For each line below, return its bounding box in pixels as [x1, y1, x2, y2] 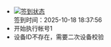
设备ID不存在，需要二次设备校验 [13, 33, 104, 41]
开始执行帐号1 [13, 25, 53, 32]
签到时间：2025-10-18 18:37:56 [13, 16, 103, 24]
